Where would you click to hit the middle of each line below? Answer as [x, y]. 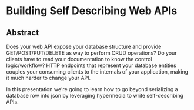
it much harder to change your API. [48, 78]
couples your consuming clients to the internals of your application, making [97, 71]
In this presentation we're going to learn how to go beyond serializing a [92, 89]
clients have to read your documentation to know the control [79, 59]
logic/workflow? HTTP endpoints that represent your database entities [91, 65]
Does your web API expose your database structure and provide [84, 46]
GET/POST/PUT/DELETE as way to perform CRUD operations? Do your [92, 53]
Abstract [23, 33]
